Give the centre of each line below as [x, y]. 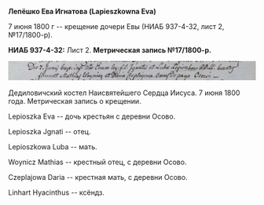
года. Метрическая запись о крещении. [75, 101]
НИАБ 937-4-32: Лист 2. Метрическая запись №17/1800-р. [110, 50]
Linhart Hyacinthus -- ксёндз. [56, 192]
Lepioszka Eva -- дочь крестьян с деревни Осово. [92, 116]
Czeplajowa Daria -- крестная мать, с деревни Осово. [98, 177]
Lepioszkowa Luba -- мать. [53, 146]
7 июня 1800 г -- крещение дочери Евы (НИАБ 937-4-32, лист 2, [116, 26]
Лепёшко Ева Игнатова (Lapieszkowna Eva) [82, 11]
